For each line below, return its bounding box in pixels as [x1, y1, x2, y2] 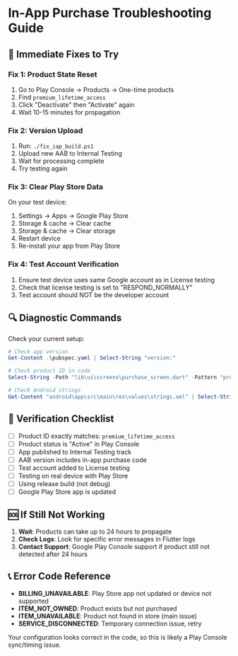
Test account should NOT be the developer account [18, 290, 169, 299]
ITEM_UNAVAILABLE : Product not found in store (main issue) [18, 611, 197, 620]
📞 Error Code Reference [8, 570, 112, 582]
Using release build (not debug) [18, 480, 111, 488]
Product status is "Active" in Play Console [18, 439, 140, 448]
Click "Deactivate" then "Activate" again [18, 100, 135, 109]
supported [18, 597, 49, 605]
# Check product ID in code [8, 367, 91, 374]
